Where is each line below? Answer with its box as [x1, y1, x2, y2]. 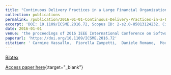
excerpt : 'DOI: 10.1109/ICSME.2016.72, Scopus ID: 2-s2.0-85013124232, [5, 21, 160, 27]
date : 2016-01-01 [5, 26, 42, 31]
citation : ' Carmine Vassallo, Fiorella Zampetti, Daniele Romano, [5, 41, 156, 46]
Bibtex [5, 54, 19, 60]
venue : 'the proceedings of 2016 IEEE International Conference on [5, 31, 152, 36]
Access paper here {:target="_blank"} [5, 64, 83, 70]
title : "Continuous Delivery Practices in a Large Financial [5, 7, 138, 13]
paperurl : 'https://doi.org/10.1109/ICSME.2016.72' [5, 36, 117, 41]
